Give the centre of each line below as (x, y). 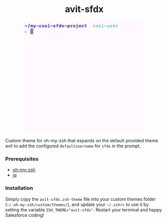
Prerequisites (22, 159)
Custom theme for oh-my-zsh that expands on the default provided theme (82, 140)
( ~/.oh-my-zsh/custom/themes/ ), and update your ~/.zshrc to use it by (77, 204)
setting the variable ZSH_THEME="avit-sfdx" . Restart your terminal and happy (83, 209)
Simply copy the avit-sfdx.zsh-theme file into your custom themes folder (80, 199)
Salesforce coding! (25, 215)
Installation (19, 188)
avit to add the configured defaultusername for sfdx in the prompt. (73, 146)
